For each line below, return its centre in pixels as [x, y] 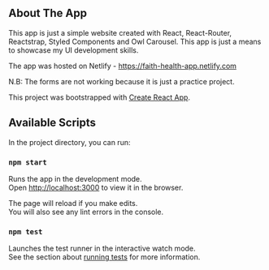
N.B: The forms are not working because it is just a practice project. [121, 81]
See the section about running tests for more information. [104, 257]
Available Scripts [52, 123]
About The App [48, 13]
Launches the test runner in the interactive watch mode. [102, 249]
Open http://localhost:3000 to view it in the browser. [96, 187]
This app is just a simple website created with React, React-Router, [120, 32]
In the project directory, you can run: [69, 142]
